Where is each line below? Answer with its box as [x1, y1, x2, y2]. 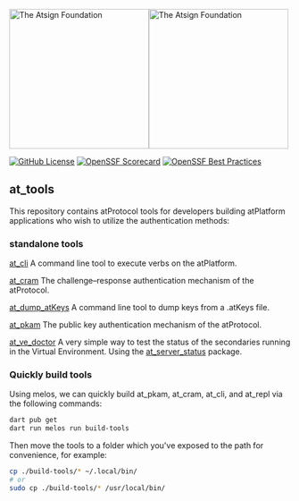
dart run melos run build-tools [9, 424, 129, 433]
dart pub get [9, 416, 58, 425]
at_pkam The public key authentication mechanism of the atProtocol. [9, 319, 262, 330]
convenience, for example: [9, 450, 107, 461]
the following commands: [9, 398, 103, 409]
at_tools [9, 182, 55, 197]
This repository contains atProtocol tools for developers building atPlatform [9, 206, 286, 217]
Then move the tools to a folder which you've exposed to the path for [9, 440, 264, 451]
